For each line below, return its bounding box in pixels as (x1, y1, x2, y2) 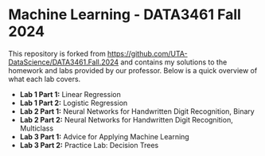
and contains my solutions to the (120, 57, 228, 67)
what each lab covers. (8, 74, 81, 84)
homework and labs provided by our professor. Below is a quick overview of (8, 65, 258, 75)
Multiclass (19, 123, 54, 133)
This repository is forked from (8, 49, 106, 58)
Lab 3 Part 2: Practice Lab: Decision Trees (19, 140, 159, 150)
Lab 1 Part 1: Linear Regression (19, 89, 121, 99)
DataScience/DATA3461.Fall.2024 (8, 57, 119, 67)
